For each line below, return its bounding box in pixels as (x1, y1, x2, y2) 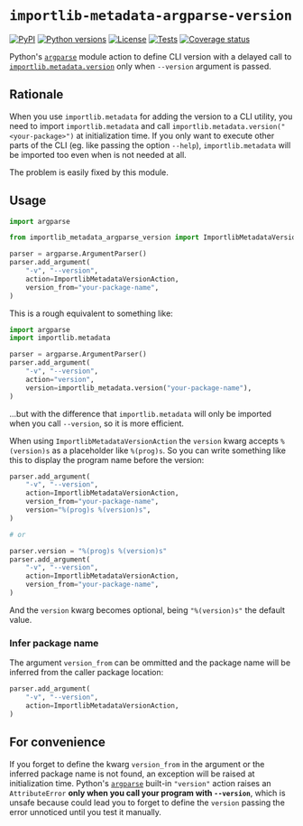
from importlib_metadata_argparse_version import (9, 233, 200, 242)
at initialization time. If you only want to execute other (76, 130, 275, 141)
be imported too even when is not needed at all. (9, 149, 187, 160)
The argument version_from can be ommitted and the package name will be (9, 657, 291, 668)
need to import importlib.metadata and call (9, 120, 170, 131)
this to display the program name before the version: (9, 454, 205, 465)
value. (9, 614, 32, 625)
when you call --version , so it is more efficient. (9, 418, 185, 429)
